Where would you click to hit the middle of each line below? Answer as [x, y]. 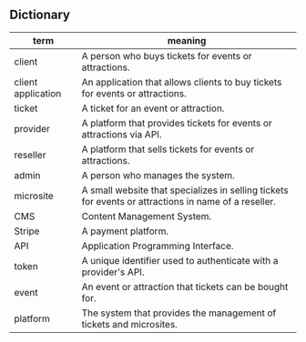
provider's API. [113, 272]
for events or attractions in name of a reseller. [178, 201]
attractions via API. [122, 134]
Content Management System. [147, 216]
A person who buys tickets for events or [167, 55]
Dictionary [40, 15]
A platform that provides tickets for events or [177, 123]
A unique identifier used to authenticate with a [180, 260]
